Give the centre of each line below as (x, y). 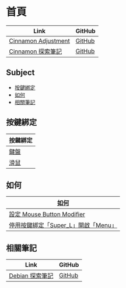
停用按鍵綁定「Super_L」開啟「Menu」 (63, 225)
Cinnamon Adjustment (39, 40)
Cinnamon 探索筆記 (36, 52)
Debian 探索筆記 (31, 276)
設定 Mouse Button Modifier (47, 214)
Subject (20, 73)
